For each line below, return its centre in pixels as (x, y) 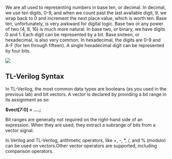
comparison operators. (29, 151)
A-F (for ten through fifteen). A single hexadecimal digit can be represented (85, 45)
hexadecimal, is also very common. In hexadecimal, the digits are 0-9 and (83, 40)
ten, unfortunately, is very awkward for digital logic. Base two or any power (84, 24)
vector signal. (20, 130)
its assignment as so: (28, 100)
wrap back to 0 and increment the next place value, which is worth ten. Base (86, 18)
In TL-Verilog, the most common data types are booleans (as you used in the (86, 88)
